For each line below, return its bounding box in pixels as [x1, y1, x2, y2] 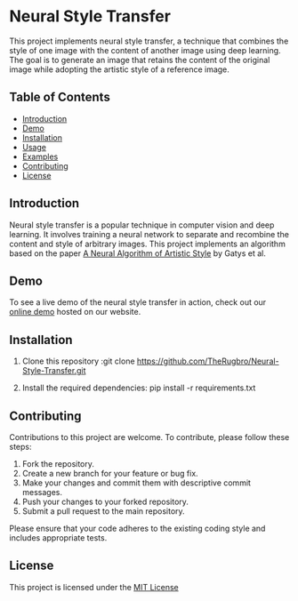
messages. [21, 487, 63, 497]
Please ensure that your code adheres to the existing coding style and [9, 523, 266, 533]
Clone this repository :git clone [21, 356, 135, 366]
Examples [21, 151, 59, 162]
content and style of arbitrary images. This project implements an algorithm [9, 238, 286, 249]
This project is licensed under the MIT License [9, 581, 180, 592]
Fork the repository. [21, 459, 95, 469]
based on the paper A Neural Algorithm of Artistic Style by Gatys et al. [9, 247, 267, 259]
